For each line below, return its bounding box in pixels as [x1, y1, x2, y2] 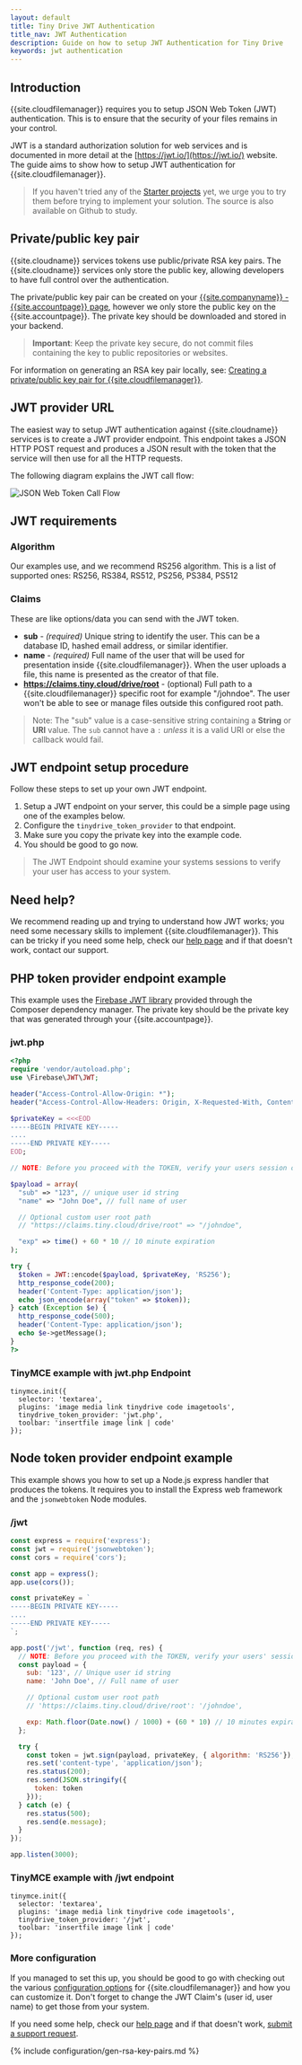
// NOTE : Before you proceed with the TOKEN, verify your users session [10, 1164, 288, 1173]
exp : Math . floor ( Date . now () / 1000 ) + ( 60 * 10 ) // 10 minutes [26, 1717, 268, 1726]
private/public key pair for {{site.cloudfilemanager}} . [10, 374, 203, 384]
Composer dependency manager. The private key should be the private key [10, 1003, 289, 1015]
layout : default [10, 13, 71, 22]
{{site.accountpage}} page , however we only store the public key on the [10, 301, 276, 312]
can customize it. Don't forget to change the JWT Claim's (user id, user [10, 1991, 273, 2002]
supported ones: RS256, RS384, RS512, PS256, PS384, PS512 [10, 570, 238, 581]
